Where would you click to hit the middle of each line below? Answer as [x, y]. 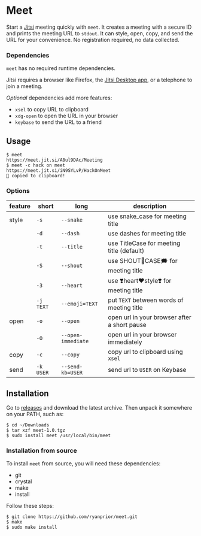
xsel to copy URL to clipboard [51, 110]
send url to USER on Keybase [147, 370]
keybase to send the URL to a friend [58, 122]
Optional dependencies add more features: [59, 98]
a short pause [127, 325]
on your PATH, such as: [35, 414]
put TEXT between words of [145, 300]
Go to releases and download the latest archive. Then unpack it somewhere [99, 408]
